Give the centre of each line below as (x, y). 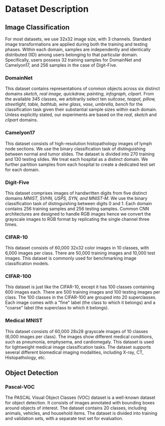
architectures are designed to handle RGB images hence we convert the (78, 214)
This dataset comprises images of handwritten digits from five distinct (76, 193)
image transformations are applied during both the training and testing (76, 44)
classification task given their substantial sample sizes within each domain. (81, 110)
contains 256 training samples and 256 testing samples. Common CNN (77, 209)
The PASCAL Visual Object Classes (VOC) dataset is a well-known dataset (80, 397)
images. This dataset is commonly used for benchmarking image (71, 258)
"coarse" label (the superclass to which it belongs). (57, 308)
